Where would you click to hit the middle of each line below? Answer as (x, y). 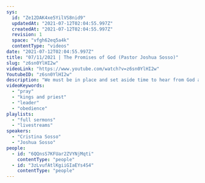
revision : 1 (27, 35)
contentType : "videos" (41, 46)
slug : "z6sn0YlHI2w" (33, 63)
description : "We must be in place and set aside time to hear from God (101, 80)
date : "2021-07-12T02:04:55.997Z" (50, 52)
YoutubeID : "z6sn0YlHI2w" (39, 74)
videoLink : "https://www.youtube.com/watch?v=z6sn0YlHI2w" (83, 69)
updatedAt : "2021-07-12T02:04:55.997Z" (63, 23)
